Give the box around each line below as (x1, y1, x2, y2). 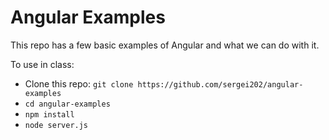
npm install (24, 109, 75, 120)
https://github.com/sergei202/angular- (137, 79, 304, 90)
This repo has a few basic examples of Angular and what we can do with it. (10, 39, 320, 51)
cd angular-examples (24, 99, 111, 109)
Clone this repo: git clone (24, 77, 134, 90)
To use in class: (10, 58, 75, 70)
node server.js (24, 120, 89, 130)
